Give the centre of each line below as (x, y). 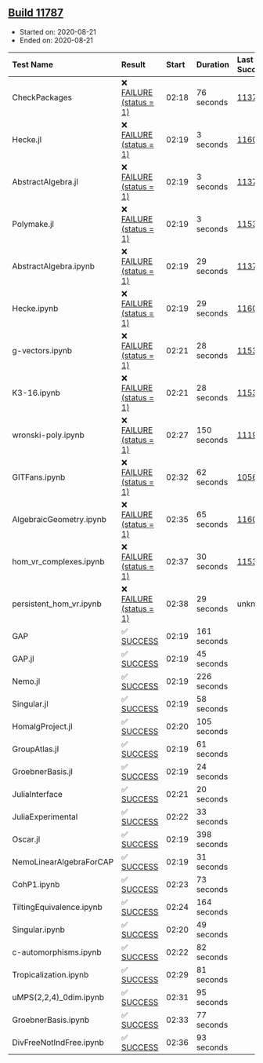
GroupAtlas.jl (36, 749)
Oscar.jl (26, 839)
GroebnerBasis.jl (42, 771)
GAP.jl (23, 659)
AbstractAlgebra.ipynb (54, 266)
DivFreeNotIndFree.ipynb (58, 1042)
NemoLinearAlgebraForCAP (63, 861)
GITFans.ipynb (39, 477)
